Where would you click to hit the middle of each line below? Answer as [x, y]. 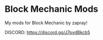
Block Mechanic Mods [51, 9]
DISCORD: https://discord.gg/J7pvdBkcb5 [48, 32]
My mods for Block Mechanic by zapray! [46, 23]
